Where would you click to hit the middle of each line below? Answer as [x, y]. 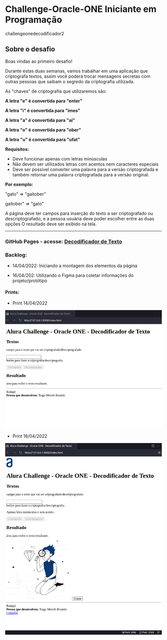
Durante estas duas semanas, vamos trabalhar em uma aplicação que [77, 71]
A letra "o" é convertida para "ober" [43, 130]
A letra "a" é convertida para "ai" [40, 120]
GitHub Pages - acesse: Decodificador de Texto [64, 241]
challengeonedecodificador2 [35, 33]
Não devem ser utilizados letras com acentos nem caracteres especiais [85, 164]
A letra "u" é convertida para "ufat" [43, 139]
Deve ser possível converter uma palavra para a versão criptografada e [85, 169]
